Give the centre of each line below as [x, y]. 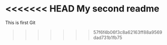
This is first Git [20, 22]
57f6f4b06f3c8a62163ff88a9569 [128, 32]
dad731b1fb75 [108, 37]
